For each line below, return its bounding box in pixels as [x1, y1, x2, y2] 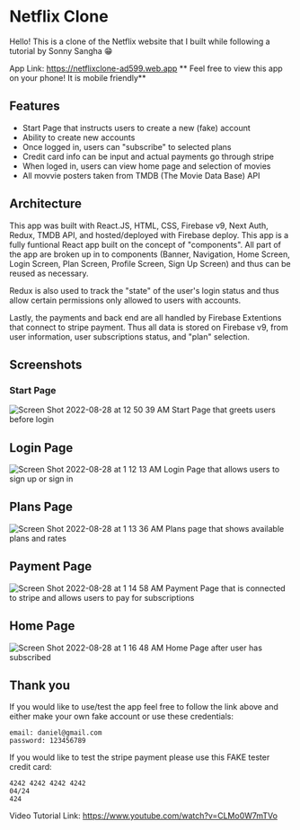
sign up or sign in [9, 473, 74, 484]
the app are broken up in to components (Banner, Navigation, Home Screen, [9, 249, 290, 260]
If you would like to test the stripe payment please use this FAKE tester [9, 752, 270, 763]
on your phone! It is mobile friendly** [9, 72, 146, 83]
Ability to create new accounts [22, 132, 136, 143]
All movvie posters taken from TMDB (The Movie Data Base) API [22, 170, 260, 181]
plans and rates [9, 533, 67, 543]
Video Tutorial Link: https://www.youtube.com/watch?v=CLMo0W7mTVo [9, 810, 278, 821]
